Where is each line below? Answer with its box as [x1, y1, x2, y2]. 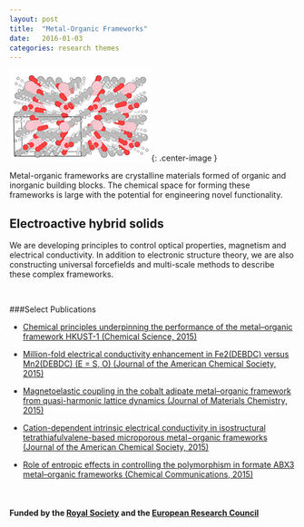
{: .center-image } [151, 152, 218, 163]
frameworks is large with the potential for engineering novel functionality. [9, 190, 283, 200]
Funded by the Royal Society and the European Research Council [9, 507, 260, 518]
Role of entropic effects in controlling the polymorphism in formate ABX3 [22, 459, 295, 471]
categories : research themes [9, 44, 120, 53]
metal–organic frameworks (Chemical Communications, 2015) [22, 469, 254, 480]
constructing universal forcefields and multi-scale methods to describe [9, 259, 275, 270]
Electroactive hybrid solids [9, 216, 164, 231]
